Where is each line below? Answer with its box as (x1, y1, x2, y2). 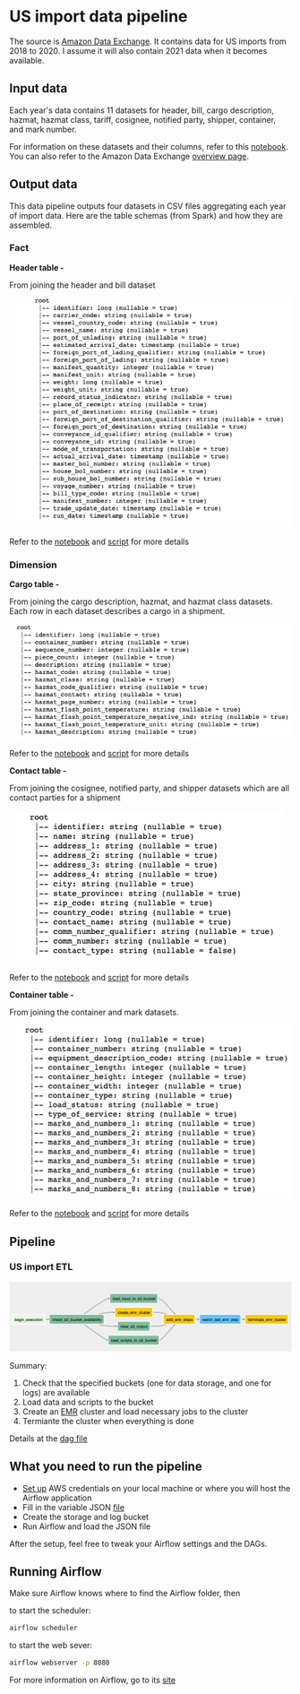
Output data (9, 177, 78, 192)
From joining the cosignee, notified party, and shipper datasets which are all (9, 782, 289, 793)
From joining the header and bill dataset (9, 280, 156, 290)
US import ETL (9, 1261, 73, 1274)
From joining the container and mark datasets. (9, 1007, 179, 1017)
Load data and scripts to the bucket (21, 1396, 154, 1407)
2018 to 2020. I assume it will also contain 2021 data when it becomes (9, 45, 268, 56)
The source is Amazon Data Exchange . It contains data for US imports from (9, 36, 287, 47)
